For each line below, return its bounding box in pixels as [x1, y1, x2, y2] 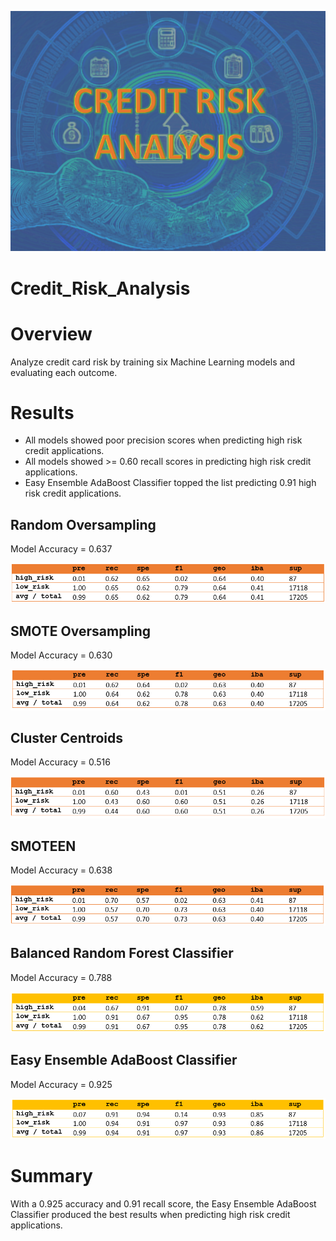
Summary [10, 1165, 93, 1188]
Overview [10, 322, 93, 345]
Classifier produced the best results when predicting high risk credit [10, 1209, 291, 1221]
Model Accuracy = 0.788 [10, 971, 113, 983]
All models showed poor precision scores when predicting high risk [24, 434, 303, 446]
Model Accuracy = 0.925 [10, 1078, 113, 1090]
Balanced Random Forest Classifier [10, 945, 234, 962]
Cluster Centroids [10, 730, 123, 747]
